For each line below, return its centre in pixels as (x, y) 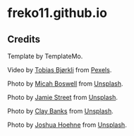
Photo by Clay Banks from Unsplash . (61, 111)
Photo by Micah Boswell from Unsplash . (65, 84)
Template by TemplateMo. (45, 56)
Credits (24, 39)
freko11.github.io (57, 13)
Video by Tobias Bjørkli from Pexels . (60, 70)
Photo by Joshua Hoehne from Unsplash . (67, 125)
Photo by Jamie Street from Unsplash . (63, 97)
